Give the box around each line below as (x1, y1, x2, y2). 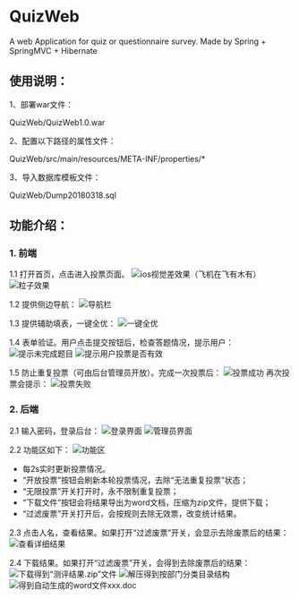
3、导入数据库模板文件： (9, 172, 101, 183)
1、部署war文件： (9, 98, 74, 109)
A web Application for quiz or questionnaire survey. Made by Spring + (9, 36, 267, 47)
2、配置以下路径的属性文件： (9, 135, 116, 146)
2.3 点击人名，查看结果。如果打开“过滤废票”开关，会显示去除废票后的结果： (9, 526, 289, 538)
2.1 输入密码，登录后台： (9, 425, 100, 436)
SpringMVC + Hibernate (9, 45, 98, 56)
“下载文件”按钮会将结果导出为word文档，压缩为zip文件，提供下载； (21, 497, 271, 508)
